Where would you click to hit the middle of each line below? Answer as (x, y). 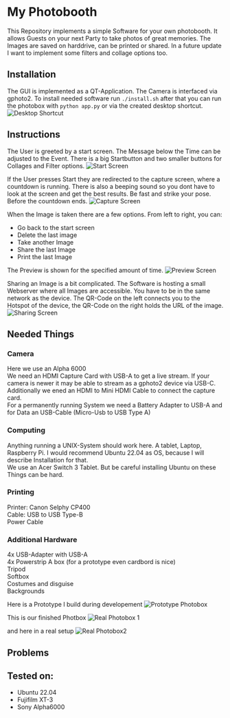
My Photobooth (52, 12)
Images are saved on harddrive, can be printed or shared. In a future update (114, 45)
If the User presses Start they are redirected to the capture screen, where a (114, 179)
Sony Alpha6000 (41, 707)
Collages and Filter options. (46, 166)
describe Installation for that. (48, 460)
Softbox (18, 576)
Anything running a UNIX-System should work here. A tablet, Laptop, (105, 445)
